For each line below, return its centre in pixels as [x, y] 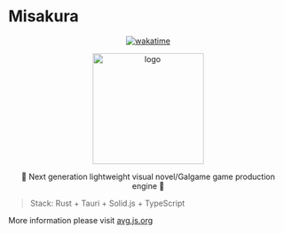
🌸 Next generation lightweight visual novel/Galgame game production [148, 176]
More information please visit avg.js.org [81, 220]
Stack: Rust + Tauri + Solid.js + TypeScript [107, 203]
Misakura [43, 16]
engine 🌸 [148, 186]
